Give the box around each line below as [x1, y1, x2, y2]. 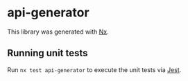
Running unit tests [7, 47, 88, 59]
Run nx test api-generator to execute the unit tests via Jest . [7, 65, 182, 73]
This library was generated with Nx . [7, 27, 109, 36]
